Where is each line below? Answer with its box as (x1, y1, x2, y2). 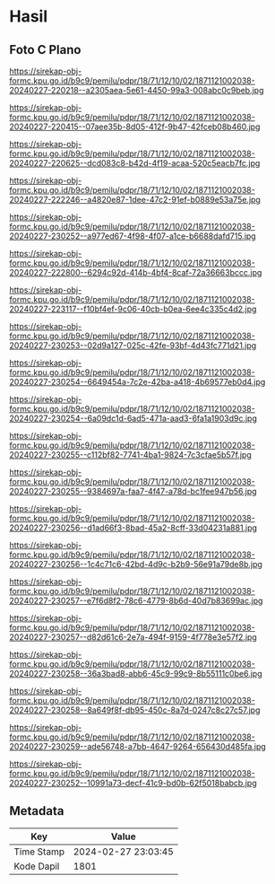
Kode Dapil (13, 860, 60, 872)
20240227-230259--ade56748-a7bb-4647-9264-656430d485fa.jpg (9, 741, 266, 751)
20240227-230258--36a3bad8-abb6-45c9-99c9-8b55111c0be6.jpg (9, 669, 262, 678)
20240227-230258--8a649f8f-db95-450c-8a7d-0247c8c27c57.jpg (9, 705, 261, 715)
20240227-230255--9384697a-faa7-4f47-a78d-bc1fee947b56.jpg (9, 486, 257, 496)
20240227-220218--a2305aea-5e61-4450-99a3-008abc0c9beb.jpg (9, 85, 264, 95)
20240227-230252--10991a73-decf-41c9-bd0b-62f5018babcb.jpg (9, 778, 257, 788)
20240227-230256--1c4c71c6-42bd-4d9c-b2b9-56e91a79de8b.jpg (9, 559, 262, 569)
